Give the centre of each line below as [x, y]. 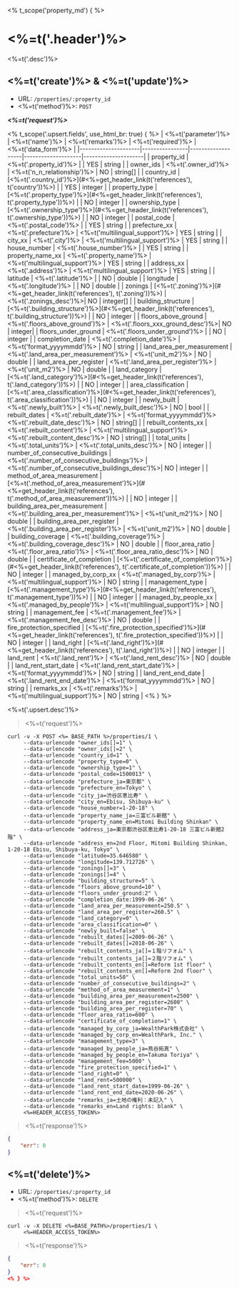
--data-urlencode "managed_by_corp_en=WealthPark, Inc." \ [113, 1035]
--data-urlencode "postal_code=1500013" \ [87, 774]
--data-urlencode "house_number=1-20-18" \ [89, 808]
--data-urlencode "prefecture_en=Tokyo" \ [87, 788]
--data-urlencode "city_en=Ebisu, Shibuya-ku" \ [97, 802]
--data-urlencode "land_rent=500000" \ [82, 1080]
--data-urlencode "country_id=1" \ [76, 755]
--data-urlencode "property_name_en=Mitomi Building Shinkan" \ [121, 822]
